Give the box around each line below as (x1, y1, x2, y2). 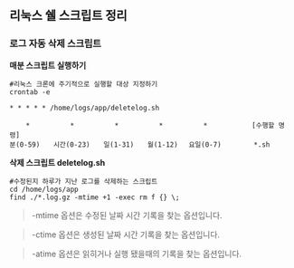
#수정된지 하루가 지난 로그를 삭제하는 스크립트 (9, 177, 158, 186)
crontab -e (9, 87, 51, 97)
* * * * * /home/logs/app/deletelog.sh (9, 103, 160, 112)
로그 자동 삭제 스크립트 (9, 37, 102, 50)
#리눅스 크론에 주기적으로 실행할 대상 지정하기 (9, 80, 158, 89)
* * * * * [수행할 (25, 120, 275, 129)
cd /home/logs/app (9, 185, 79, 194)
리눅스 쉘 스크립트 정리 (9, 8, 128, 24)
